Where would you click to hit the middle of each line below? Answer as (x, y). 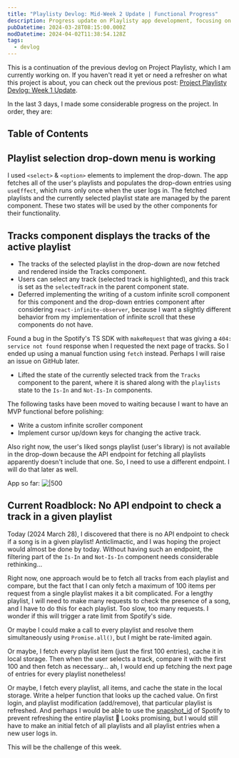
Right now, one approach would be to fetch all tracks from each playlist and (118, 578)
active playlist (39, 247)
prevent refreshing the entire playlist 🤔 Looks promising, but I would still (113, 718)
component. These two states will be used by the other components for (112, 206)
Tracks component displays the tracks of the (109, 236)
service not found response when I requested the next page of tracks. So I (118, 346)
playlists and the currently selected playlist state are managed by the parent (119, 198)
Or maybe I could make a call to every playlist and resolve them (101, 630)
